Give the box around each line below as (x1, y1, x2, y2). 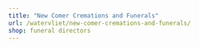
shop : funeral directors (8, 26, 91, 34)
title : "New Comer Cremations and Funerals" (8, 11, 159, 20)
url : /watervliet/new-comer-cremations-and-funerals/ (8, 19, 192, 27)
